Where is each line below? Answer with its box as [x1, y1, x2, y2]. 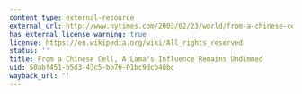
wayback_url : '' [9, 72, 70, 81]
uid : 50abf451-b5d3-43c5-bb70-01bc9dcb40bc [9, 64, 175, 73]
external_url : [9, 21, 63, 30]
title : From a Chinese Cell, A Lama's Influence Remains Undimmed [9, 55, 263, 64]
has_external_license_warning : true [9, 30, 147, 38]
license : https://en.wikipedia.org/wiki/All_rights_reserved [9, 38, 244, 47]
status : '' [9, 47, 50, 56]
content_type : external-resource [9, 13, 135, 22]
